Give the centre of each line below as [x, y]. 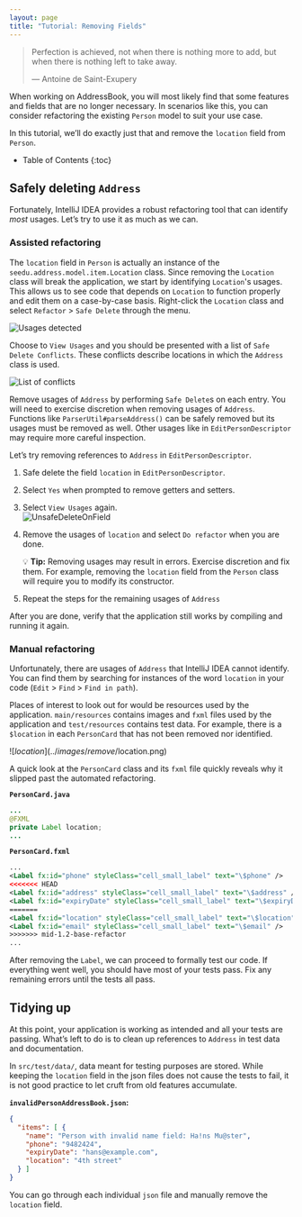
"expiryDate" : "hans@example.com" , [92, 1153]
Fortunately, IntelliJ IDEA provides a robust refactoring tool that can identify [149, 210]
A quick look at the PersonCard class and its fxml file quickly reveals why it [146, 768]
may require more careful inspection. [78, 437]
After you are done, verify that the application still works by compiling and [146, 616]
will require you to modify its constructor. [98, 581]
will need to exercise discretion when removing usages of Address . [132, 409]
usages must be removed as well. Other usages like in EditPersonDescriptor [151, 428]
